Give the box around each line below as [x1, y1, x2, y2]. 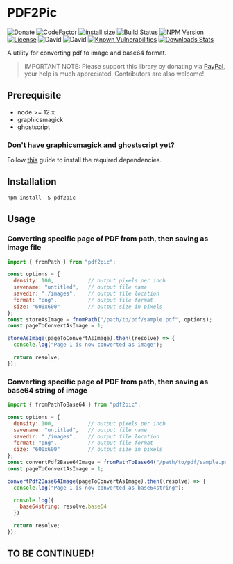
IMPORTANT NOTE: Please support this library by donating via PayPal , [24, 62, 225, 70]
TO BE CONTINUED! [7, 548, 95, 560]
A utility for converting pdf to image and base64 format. [7, 49, 167, 57]
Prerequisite [7, 89, 62, 101]
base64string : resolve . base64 [19, 503, 107, 511]
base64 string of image [7, 385, 88, 395]
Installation [7, 176, 57, 188]
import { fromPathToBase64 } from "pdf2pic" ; [7, 401, 141, 409]
